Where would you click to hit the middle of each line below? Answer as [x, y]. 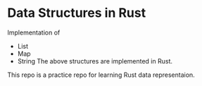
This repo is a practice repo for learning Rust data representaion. [101, 75]
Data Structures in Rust [77, 13]
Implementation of [34, 32]
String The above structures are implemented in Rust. [95, 61]
